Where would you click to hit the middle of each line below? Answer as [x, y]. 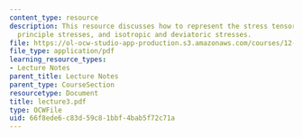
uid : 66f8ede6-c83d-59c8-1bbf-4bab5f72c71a [92, 118]
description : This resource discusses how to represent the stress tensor [153, 26]
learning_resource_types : [58, 59]
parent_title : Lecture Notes [64, 77]
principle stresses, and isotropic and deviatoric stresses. [135, 34]
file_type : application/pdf [62, 51]
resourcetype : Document [54, 93]
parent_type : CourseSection [62, 85]
